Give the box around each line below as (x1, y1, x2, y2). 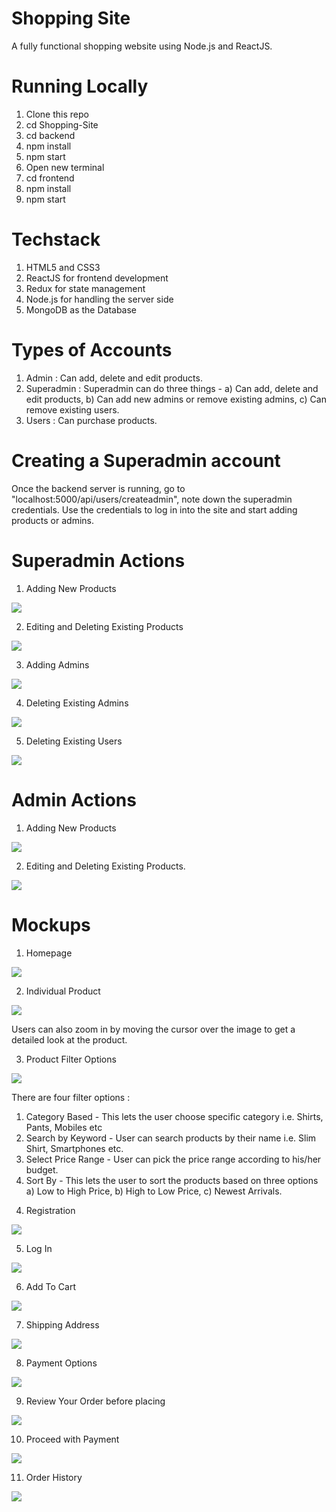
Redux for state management (25, 282, 146, 294)
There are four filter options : (11, 1091, 131, 1103)
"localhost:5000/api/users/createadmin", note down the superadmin (11, 493, 293, 505)
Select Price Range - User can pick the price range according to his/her (25, 1153, 322, 1165)
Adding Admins (25, 658, 90, 671)
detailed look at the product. (11, 1033, 128, 1046)
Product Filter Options (25, 1053, 117, 1065)
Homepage (25, 947, 73, 959)
